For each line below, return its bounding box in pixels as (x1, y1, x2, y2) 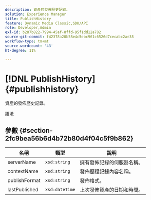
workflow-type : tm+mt (5, 39, 49, 44)
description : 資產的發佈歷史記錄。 (5, 7, 70, 12)
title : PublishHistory (5, 16, 51, 21)
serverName (7, 159, 36, 166)
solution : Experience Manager (5, 12, 67, 17)
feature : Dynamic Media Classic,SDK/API (5, 20, 89, 26)
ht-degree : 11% (5, 48, 36, 53)
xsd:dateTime (45, 187, 75, 193)
